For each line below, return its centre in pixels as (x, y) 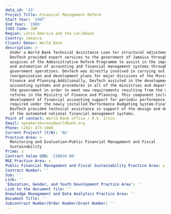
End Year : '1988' (24, 24)
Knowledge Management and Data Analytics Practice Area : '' (70, 194)
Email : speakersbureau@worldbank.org (45, 123)
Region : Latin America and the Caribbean (50, 33)
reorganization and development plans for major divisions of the (82, 76)
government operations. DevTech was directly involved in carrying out (88, 72)
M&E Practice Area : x (28, 161)
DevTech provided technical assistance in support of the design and (85, 109)
